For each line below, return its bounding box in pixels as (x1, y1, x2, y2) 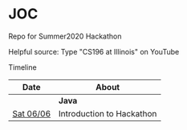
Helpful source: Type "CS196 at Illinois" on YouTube (8, 47, 180, 56)
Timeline (8, 62, 38, 72)
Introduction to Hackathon (59, 108, 157, 119)
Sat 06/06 (12, 108, 51, 119)
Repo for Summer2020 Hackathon (8, 31, 122, 41)
